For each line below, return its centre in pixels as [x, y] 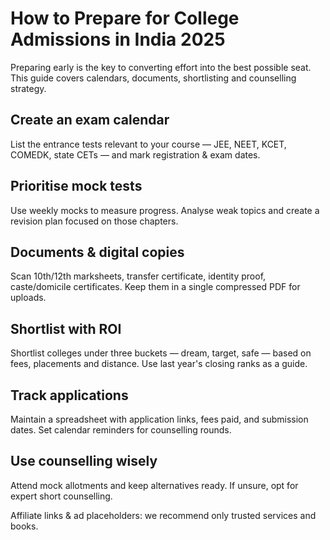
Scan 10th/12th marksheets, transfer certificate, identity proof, [138, 276]
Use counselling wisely [84, 461]
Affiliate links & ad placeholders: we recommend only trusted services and [163, 515]
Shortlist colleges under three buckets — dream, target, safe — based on [161, 353]
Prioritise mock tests [76, 186]
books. [24, 526]
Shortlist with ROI [66, 328]
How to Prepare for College [125, 18]
